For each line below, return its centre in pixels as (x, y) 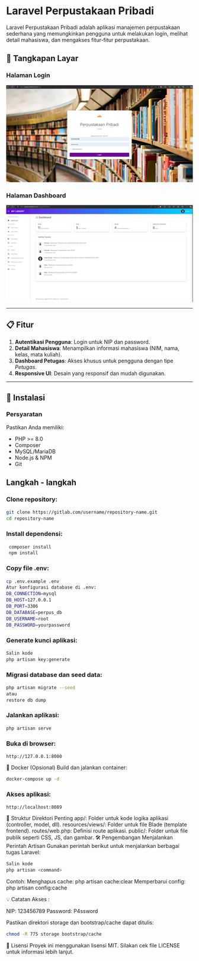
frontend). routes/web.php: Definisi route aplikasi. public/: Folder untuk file (97, 831)
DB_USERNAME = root (28, 619)
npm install (23, 553)
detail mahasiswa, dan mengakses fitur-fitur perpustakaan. (78, 40)
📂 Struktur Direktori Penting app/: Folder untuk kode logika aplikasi (87, 818)
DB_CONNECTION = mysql (32, 594)
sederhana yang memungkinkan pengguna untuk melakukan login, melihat (97, 33)
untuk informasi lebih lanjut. (40, 952)
